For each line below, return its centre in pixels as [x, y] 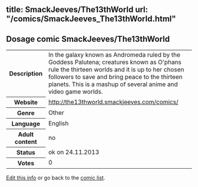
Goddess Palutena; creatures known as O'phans [115, 63]
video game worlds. [75, 92]
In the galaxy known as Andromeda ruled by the [114, 55]
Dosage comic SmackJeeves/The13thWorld [88, 39]
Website [26, 102]
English [58, 123]
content [26, 142]
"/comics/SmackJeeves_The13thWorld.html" [91, 19]
